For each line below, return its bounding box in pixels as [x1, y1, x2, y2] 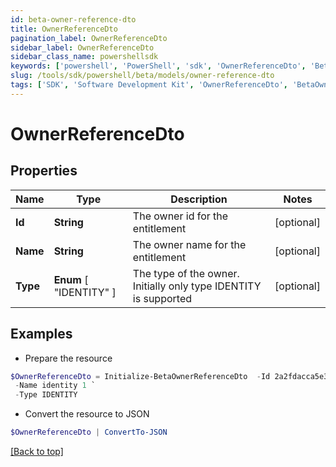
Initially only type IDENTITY [132, 279, 262, 293]
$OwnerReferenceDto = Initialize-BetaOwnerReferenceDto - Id [10, 371, 271, 381]
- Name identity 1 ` [14, 381, 97, 391]
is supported [132, 291, 193, 305]
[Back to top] [10, 446, 64, 458]
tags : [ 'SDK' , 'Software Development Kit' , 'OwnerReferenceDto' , [10, 80, 288, 90]
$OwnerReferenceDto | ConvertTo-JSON [10, 427, 168, 438]
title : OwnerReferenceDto [10, 24, 118, 34]
